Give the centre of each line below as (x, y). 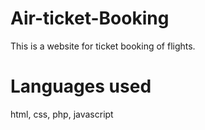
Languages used (81, 86)
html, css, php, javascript (62, 114)
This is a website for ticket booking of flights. (103, 46)
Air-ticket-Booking (90, 18)
